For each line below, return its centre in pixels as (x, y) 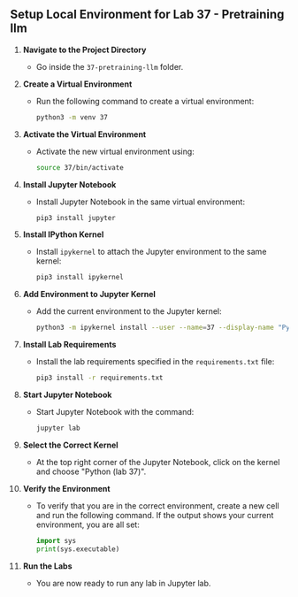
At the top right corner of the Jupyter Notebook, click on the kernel (158, 462)
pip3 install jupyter (76, 218)
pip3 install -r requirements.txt (99, 378)
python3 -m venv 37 (72, 117)
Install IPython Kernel (63, 234)
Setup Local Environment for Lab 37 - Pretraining (147, 15)
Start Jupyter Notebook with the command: (115, 412)
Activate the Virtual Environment (84, 134)
